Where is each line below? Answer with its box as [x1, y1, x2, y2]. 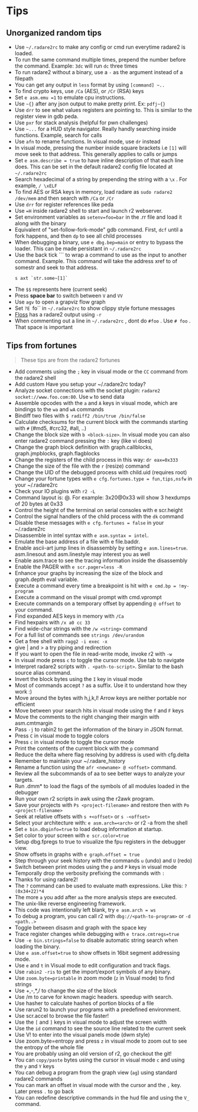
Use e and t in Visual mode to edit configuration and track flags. [14, 961, 171, 969]
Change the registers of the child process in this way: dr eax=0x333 [14, 456, 178, 463]
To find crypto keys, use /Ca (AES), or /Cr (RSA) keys [14, 88, 144, 94]
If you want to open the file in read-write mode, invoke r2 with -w [14, 650, 173, 657]
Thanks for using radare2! [14, 875, 78, 883]
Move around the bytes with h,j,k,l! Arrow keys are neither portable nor [14, 694, 187, 701]
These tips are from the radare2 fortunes [20, 356, 120, 363]
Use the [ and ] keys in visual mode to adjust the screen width [14, 1018, 167, 1025]
